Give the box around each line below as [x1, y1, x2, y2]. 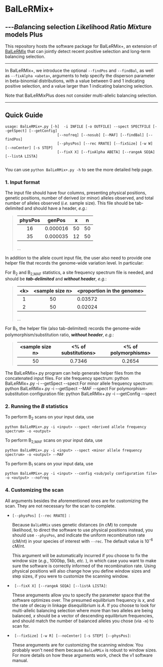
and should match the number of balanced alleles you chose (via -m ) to [12, 618, 154, 624]
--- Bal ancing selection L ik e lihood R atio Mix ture [5, 23, 152, 31]
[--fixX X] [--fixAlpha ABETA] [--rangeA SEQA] [57, 149, 155, 154]
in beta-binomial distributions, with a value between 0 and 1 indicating [5, 78, 145, 84]
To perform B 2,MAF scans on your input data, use [5, 437, 103, 444]
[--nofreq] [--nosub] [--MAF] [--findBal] [57, 132, 145, 137]
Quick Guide [5, 111, 43, 120]
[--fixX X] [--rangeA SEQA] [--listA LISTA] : [14, 583, 107, 589]
